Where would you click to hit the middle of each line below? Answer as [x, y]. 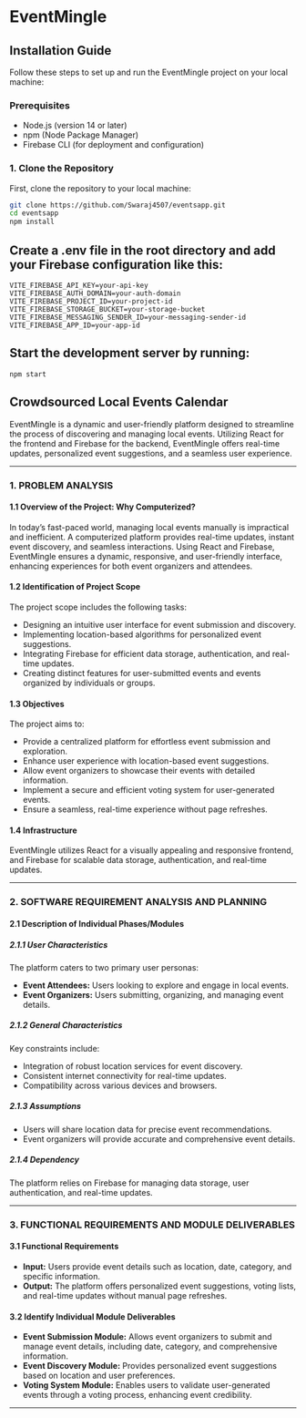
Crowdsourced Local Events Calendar [119, 402]
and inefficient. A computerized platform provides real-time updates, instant [152, 537]
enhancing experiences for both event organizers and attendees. [131, 566]
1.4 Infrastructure [43, 830]
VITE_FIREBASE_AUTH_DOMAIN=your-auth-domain [95, 293]
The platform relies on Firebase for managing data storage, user [129, 1183]
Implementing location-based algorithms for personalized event [142, 634]
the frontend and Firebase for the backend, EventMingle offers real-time [145, 443]
